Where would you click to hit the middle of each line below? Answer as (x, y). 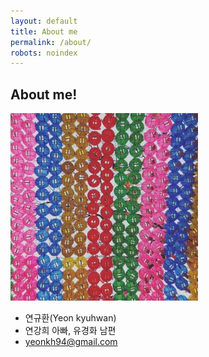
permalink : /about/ (51, 42)
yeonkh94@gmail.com (71, 342)
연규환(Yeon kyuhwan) (70, 318)
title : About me (44, 31)
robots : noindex (44, 53)
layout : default (44, 21)
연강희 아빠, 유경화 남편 (70, 331)
